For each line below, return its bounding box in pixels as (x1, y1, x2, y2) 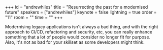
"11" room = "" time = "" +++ (5, 15, 63, 20)
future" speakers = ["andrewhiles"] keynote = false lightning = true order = (5, 9, 157, 15)
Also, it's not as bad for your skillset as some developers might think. (5, 39, 145, 45)
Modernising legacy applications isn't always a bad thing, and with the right (5, 24, 159, 30)
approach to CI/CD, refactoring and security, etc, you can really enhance (5, 29, 153, 34)
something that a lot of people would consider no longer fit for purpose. (5, 34, 151, 40)
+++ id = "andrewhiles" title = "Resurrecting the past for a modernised (5, 4, 148, 10)
